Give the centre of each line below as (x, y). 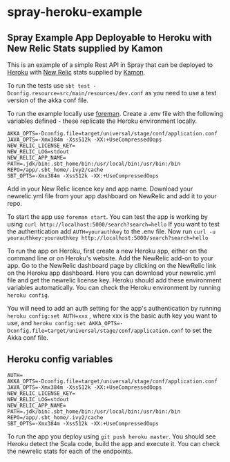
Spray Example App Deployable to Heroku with (109, 38)
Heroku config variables (60, 359)
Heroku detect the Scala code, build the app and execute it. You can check (114, 443)
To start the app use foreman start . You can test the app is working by (108, 217)
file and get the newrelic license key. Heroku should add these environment (114, 280)
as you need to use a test (181, 93)
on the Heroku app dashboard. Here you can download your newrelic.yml (112, 273)
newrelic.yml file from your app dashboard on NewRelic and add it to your (112, 196)
